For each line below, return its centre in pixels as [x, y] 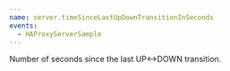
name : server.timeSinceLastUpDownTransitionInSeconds [112, 17]
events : [24, 26]
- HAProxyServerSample [60, 34]
